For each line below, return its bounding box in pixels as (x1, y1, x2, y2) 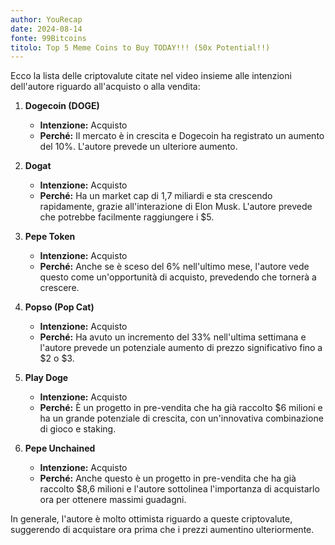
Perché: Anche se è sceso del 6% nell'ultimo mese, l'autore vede (39, 261, 310, 273)
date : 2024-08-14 (10, 24, 83, 34)
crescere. (39, 282, 80, 294)
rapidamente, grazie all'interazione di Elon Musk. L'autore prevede (39, 201, 313, 213)
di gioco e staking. (39, 423, 117, 435)
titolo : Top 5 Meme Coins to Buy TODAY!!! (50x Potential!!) (10, 42, 271, 53)
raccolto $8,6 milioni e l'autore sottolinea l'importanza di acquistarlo (39, 483, 320, 495)
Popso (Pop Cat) (24, 301, 95, 313)
